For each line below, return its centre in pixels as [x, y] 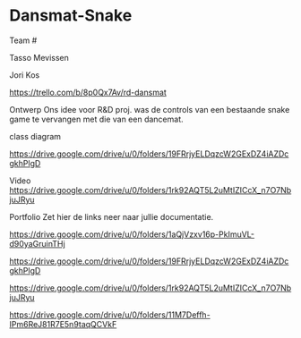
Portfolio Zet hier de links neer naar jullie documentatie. [112, 216]
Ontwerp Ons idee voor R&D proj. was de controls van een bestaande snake [150, 109]
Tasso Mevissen [39, 57]
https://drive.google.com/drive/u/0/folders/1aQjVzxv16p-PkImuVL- [132, 234]
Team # [23, 40]
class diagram [35, 136]
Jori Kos [25, 75]
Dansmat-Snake [71, 16]
